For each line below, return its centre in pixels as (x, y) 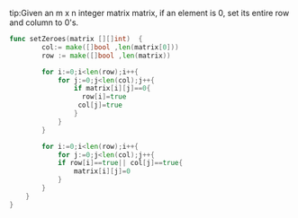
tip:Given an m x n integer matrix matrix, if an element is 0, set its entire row (149, 13)
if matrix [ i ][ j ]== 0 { (112, 89)
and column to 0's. (44, 22)
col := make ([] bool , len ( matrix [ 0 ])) (110, 47)
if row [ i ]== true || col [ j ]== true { (120, 163)
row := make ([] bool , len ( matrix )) (106, 56)
